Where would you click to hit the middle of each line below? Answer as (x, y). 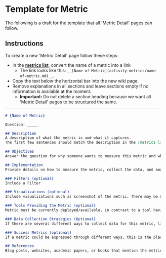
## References (20, 246)
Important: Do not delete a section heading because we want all (85, 96)
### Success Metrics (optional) (38, 233)
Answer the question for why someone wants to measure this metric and (80, 156)
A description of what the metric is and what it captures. (68, 138)
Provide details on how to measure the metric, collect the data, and (79, 170)
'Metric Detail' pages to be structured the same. (68, 102)
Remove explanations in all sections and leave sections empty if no (80, 86)
